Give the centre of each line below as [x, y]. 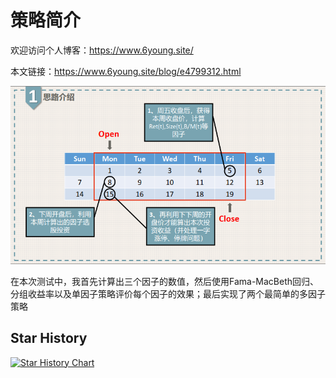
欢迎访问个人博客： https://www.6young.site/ [102, 50]
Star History [49, 338]
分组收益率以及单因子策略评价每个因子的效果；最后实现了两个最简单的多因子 [168, 293]
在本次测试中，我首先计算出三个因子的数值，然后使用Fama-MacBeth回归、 [165, 281]
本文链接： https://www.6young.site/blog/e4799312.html [126, 71]
